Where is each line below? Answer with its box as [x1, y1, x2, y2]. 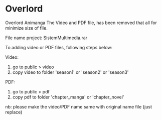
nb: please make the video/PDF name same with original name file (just [5, 103, 152, 109]
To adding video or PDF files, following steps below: [5, 44, 113, 50]
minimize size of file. [5, 25, 48, 31]
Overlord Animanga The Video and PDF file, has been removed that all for [5, 20, 157, 26]
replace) [5, 109, 23, 115]
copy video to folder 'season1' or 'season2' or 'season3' [12, 69, 129, 75]
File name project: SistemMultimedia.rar [5, 35, 88, 41]
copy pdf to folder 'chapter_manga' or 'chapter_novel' [12, 94, 124, 100]
